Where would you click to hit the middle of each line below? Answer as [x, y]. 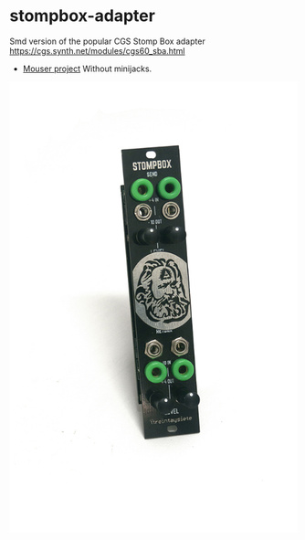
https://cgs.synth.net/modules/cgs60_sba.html [97, 50]
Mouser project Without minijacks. [87, 69]
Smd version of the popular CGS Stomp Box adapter [107, 41]
